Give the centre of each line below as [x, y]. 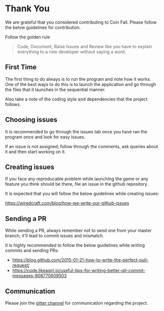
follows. [13, 104]
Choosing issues [31, 120]
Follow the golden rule [27, 37]
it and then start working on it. [36, 152]
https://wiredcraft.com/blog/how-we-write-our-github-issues [67, 203]
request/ [21, 265]
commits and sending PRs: [32, 250]
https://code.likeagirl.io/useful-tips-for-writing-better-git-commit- [79, 271]
